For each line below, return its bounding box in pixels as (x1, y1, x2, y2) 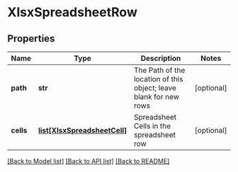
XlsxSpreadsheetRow (7, 4, 138, 21)
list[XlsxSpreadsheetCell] (38, 125, 127, 135)
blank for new (133, 92, 179, 101)
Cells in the (133, 121, 171, 131)
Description (140, 54, 181, 63)
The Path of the (133, 65, 186, 75)
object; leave (133, 83, 177, 93)
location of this (133, 74, 183, 84)
